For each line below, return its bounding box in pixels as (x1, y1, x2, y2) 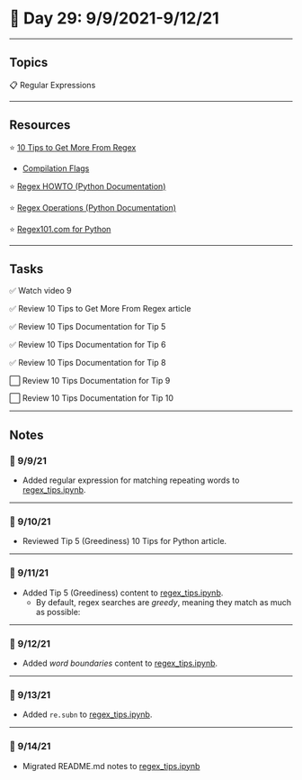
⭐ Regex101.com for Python (9, 223, 111, 234)
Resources (9, 117, 71, 133)
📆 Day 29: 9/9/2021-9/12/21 (9, 8, 220, 29)
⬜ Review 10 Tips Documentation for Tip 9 (9, 376, 171, 386)
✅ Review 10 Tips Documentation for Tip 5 (9, 322, 166, 332)
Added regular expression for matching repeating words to (22, 475, 240, 485)
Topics (9, 55, 49, 70)
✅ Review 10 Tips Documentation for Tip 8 (9, 358, 166, 368)
